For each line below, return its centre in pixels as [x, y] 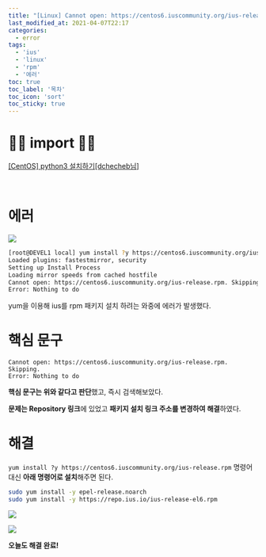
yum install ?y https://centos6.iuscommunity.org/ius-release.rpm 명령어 [131, 467]
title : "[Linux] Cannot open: [58, 15]
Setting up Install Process [55, 267]
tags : [17, 45]
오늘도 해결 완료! [34, 545]
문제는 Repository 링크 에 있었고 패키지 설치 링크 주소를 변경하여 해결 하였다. [125, 409]
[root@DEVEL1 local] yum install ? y [68, 253]
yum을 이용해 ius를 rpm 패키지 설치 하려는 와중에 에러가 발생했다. [110, 306]
